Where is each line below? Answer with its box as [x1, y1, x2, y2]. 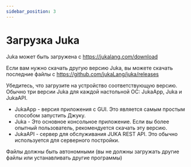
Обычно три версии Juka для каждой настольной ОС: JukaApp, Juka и [6, 88, 182, 95]
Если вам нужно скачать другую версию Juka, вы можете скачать [6, 64, 173, 71]
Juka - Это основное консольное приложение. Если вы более [14, 118, 169, 125]
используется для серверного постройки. [14, 137, 120, 144]
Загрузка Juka [6, 33, 80, 47]
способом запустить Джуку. [14, 112, 86, 119]
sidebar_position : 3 [6, 8, 57, 15]
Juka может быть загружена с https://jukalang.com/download [6, 53, 158, 60]
